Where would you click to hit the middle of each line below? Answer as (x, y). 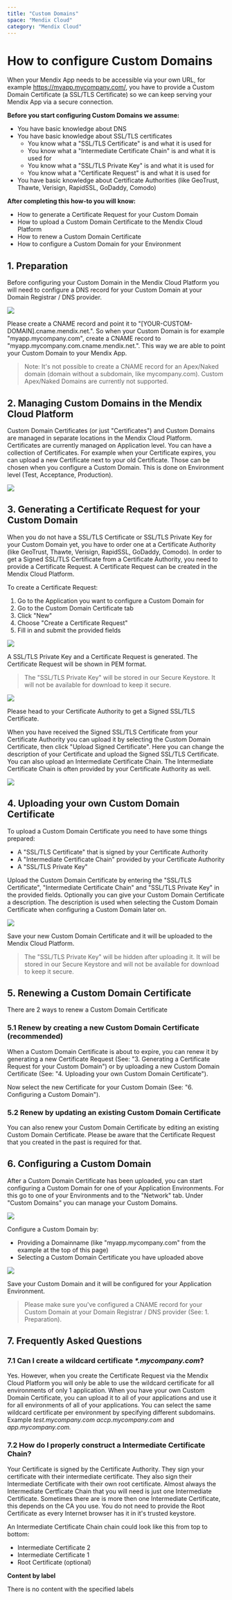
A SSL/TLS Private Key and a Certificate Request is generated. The (102, 656)
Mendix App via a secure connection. (60, 102)
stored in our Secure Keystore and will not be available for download (122, 964)
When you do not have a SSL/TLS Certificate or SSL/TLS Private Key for (110, 537)
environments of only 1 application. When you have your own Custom (106, 1391)
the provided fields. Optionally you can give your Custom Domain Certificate (116, 895)
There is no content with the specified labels (71, 1589)
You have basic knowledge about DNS (72, 129)
